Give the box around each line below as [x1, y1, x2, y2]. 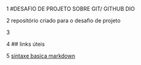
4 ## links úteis [6, 41, 45, 47]
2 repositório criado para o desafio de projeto [6, 17, 121, 24]
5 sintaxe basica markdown [6, 52, 75, 60]
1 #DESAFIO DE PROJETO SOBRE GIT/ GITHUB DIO [6, 5, 136, 12]
